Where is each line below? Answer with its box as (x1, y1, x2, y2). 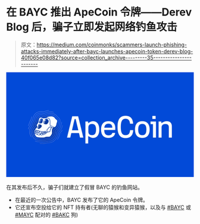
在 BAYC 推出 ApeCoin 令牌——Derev (6, 5, 192, 19)
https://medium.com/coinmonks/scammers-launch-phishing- (36, 41, 187, 48)
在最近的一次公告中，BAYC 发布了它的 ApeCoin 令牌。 (14, 197, 149, 204)
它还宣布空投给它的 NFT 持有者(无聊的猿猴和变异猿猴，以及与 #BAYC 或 (14, 204, 192, 211)
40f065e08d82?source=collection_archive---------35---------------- (20, 54, 192, 61)
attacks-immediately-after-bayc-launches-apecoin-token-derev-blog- (20, 48, 193, 55)
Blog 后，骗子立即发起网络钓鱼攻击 (6, 20, 177, 34)
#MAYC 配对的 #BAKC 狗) (14, 212, 79, 219)
